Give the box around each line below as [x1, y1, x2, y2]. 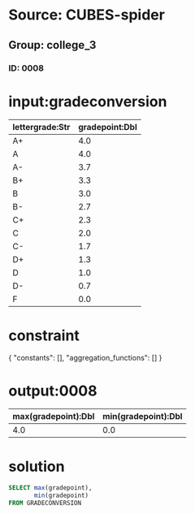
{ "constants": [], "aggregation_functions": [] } [8, 353, 162, 363]
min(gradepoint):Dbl [102, 411, 183, 422]
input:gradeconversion [8, 92, 167, 110]
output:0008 [8, 382, 97, 400]
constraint [8, 326, 80, 344]
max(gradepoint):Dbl [12, 411, 95, 422]
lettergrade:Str [12, 122, 71, 133]
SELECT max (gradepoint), [8, 484, 93, 492]
